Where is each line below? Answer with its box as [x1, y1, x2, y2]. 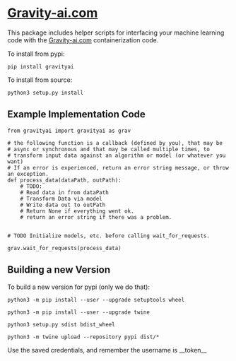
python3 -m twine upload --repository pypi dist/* [7, 333, 160, 341]
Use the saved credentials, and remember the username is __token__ [7, 345, 207, 354]
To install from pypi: [7, 49, 65, 58]
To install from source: [7, 76, 73, 84]
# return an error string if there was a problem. [20, 213, 172, 220]
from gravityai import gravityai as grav [7, 127, 131, 134]
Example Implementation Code [7, 108, 146, 121]
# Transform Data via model [20, 195, 102, 202]
